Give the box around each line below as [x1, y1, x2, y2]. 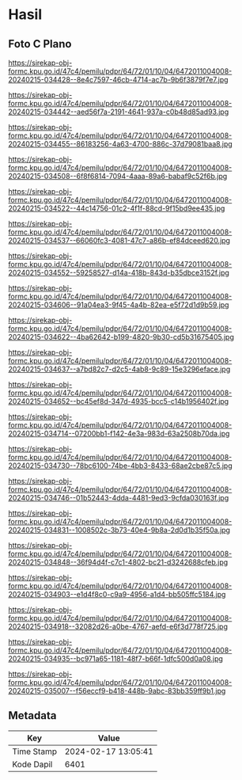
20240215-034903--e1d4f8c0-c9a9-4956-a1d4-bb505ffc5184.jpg [8, 590, 226, 599]
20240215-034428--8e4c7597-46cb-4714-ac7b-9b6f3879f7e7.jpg [8, 75, 229, 84]
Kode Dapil [12, 759, 53, 770]
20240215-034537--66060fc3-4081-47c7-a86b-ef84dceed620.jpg [8, 236, 231, 245]
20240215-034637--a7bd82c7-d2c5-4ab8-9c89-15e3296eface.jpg [8, 364, 231, 374]
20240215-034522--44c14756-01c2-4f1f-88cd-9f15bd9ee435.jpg [8, 204, 225, 213]
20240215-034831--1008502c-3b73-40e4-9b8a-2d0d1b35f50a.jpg [8, 525, 231, 535]
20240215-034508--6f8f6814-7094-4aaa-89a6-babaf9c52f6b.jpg [8, 172, 228, 181]
